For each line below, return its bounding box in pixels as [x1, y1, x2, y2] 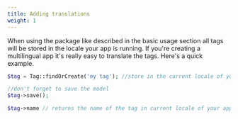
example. [7, 59, 34, 67]
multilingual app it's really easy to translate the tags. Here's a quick [7, 51, 203, 60]
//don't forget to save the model [7, 86, 110, 93]
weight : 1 [7, 17, 37, 24]
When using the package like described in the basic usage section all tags [7, 36, 224, 45]
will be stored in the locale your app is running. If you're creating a [7, 44, 200, 52]
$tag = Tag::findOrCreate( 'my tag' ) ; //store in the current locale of [7, 72, 223, 80]
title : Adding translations [7, 10, 91, 18]
